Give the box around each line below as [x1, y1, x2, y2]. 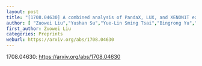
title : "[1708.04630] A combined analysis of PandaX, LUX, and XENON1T [6, 14, 189, 20]
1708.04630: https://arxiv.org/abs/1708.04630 [6, 53, 121, 60]
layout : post [6, 8, 39, 15]
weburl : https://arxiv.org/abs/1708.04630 [6, 37, 114, 43]
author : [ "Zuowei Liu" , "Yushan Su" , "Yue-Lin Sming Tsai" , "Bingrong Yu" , [6, 20, 195, 26]
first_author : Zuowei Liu [6, 25, 71, 32]
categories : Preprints [6, 31, 63, 37]
